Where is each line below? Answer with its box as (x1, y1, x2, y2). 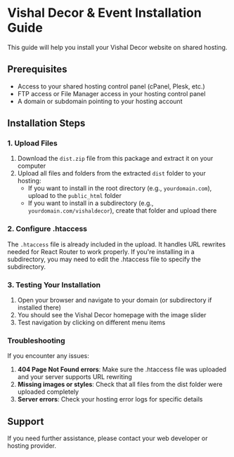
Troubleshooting (7, 336, 65, 345)
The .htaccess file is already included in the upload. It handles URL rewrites (7, 240, 226, 249)
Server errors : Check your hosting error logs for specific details (17, 395, 203, 404)
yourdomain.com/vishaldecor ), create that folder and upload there (27, 206, 217, 215)
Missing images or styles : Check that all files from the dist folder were (17, 380, 223, 389)
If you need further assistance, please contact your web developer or (7, 434, 208, 443)
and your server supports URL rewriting (17, 373, 132, 381)
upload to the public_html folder (27, 192, 122, 200)
